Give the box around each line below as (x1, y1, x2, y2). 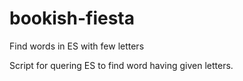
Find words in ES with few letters (9, 40, 145, 52)
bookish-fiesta (9, 7, 136, 30)
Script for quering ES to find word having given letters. (9, 59, 234, 71)
